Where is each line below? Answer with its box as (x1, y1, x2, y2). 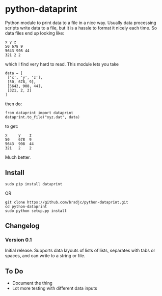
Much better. (5, 154, 31, 160)
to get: (5, 123, 19, 129)
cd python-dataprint (5, 204, 48, 209)
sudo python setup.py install (5, 208, 67, 213)
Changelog (5, 222, 40, 230)
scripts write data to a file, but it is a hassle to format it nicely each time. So (5, 25, 157, 30)
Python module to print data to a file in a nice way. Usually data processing (5, 20, 157, 26)
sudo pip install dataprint (5, 181, 63, 186)
